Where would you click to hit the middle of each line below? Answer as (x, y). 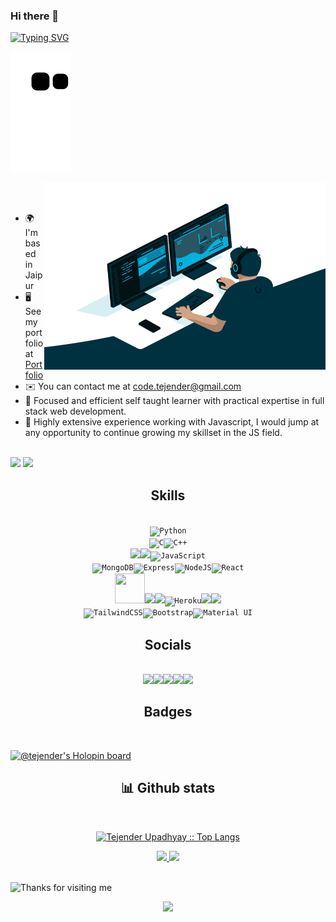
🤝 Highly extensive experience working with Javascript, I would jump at (172, 422)
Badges (168, 712)
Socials (168, 644)
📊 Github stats (168, 788)
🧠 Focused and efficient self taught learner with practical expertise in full (174, 401)
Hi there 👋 (35, 16)
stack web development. (75, 411)
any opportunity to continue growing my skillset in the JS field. (153, 433)
